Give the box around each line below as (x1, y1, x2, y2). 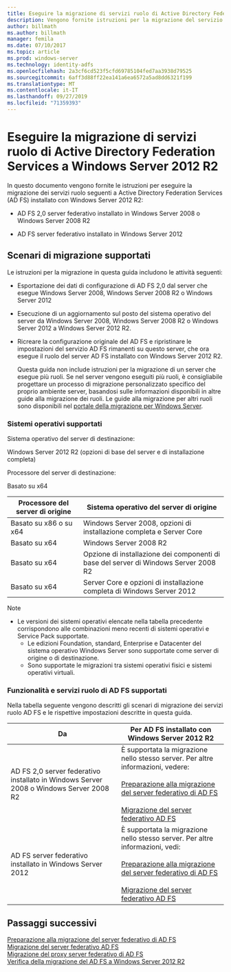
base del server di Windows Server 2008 (83, 558, 217, 568)
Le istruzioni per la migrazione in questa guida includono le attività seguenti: (7, 268, 223, 276)
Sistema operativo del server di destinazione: (7, 434, 135, 442)
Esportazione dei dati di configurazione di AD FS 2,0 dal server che (16, 281, 208, 290)
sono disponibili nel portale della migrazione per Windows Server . (16, 402, 203, 410)
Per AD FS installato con (130, 725, 212, 735)
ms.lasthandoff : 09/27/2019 (7, 94, 88, 100)
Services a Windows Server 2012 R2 (7, 159, 219, 174)
